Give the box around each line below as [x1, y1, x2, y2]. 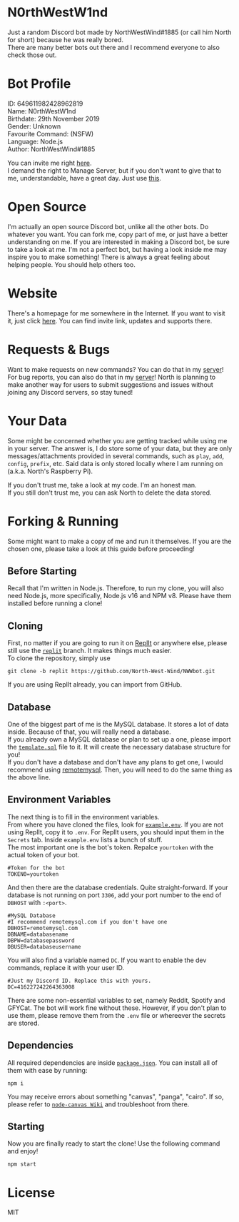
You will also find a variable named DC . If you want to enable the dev [7, 956, 207, 964]
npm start [7, 1161, 37, 1168]
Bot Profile [7, 76, 71, 92]
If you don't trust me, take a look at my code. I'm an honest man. [7, 480, 198, 489]
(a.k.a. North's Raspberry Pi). [7, 467, 93, 475]
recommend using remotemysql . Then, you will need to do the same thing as [7, 765, 233, 774]
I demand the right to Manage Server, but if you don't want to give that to [7, 166, 222, 175]
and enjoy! [7, 1147, 39, 1156]
